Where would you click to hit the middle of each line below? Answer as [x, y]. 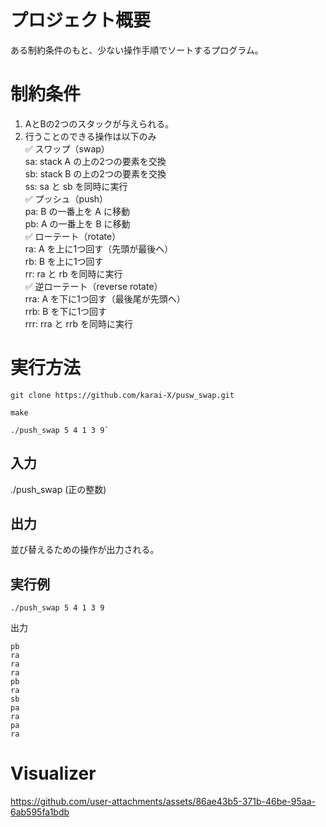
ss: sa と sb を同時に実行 [76, 186]
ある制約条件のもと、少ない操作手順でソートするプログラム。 [137, 50]
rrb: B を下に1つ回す [66, 311]
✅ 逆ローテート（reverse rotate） [93, 286]
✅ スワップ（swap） [67, 148]
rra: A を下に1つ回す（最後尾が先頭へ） [105, 298]
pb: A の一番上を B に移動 [77, 223]
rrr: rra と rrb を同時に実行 [79, 323]
